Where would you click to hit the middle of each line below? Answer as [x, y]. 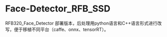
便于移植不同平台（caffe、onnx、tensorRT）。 [61, 29]
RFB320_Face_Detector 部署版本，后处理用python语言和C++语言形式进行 [81, 23]
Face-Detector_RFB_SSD [58, 9]
